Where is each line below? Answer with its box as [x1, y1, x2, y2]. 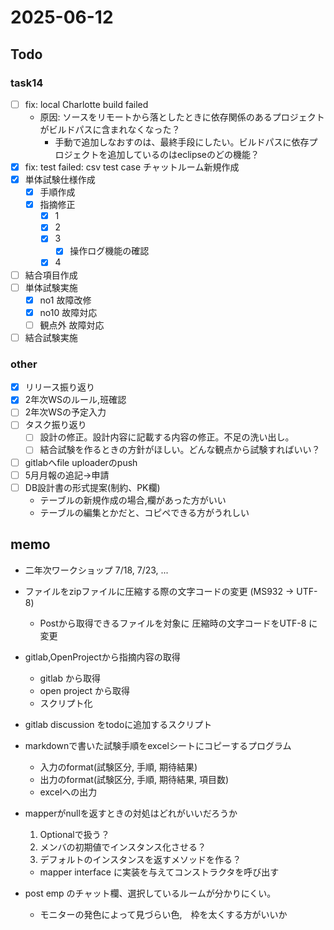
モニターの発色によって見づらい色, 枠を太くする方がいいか [39, 908, 288, 920]
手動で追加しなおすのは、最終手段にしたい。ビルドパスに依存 [54, 136, 310, 148]
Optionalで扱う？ [39, 828, 110, 840]
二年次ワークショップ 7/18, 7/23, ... [24, 564, 169, 576]
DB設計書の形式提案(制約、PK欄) [24, 481, 161, 493]
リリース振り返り [24, 381, 96, 393]
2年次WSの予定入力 [24, 406, 107, 418]
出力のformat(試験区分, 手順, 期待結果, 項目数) [39, 773, 230, 785]
